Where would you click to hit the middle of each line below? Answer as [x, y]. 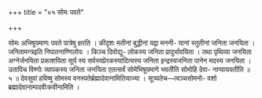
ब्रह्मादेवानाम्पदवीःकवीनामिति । [44, 87]
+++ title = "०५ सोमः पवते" [46, 12]
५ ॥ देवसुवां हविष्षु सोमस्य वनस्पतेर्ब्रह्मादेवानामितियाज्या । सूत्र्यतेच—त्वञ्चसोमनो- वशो [113, 78]
